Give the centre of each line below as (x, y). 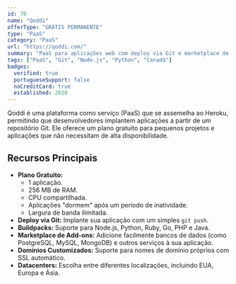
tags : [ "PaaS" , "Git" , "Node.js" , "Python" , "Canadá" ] (90, 60)
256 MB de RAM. (53, 190)
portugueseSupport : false (52, 80)
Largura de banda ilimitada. (68, 212)
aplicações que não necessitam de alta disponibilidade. (88, 136)
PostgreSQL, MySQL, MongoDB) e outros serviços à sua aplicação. (116, 242)
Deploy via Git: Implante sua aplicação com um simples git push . (113, 220)
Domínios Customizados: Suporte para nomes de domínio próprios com (123, 250)
